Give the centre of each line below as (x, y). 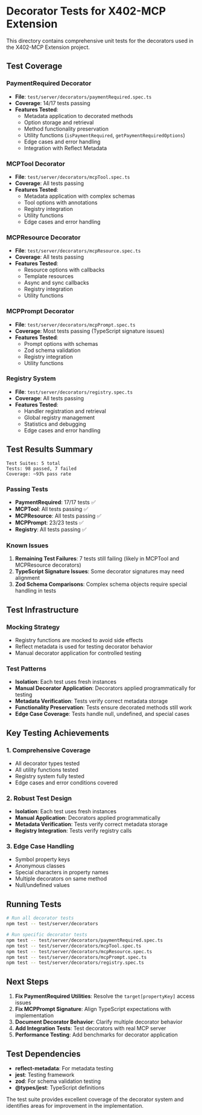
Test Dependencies (43, 1054)
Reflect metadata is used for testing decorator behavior (84, 646)
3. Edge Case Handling (40, 847)
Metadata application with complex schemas (80, 196)
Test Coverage (34, 66)
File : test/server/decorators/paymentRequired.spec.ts (83, 96)
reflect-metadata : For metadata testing (64, 1068)
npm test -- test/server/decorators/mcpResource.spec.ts (79, 951)
